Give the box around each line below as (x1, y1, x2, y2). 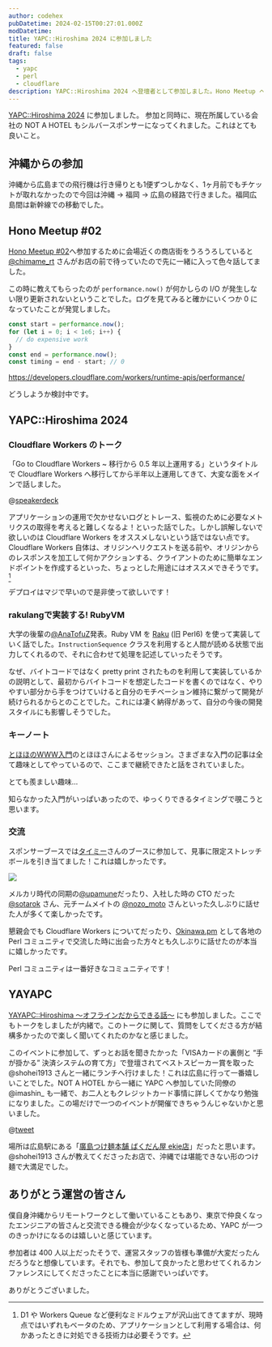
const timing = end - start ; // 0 (8, 358, 125, 366)
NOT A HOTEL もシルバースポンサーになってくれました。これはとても (23, 121, 257, 130)
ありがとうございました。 (8, 1285, 94, 1295)
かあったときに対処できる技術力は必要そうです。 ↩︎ (19, 1330, 192, 1341)
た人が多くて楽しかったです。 (8, 909, 108, 919)
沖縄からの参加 (8, 156, 83, 170)
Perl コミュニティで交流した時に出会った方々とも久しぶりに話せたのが (8, 936, 244, 946)
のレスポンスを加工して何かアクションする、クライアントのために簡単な (8, 552, 249, 562)
